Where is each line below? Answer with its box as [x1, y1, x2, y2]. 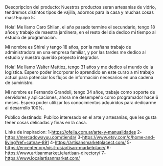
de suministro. [5, 80, 34, 85]
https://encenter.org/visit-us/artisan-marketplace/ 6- [5, 145, 112, 150]
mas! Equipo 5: [5, 15, 35, 20]
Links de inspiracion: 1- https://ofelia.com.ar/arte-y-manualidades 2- [5, 129, 142, 135]
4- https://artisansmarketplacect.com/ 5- [49, 139, 132, 145]
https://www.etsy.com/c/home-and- [82, 135, 155, 140]
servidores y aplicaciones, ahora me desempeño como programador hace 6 [5, 94, 159, 100]
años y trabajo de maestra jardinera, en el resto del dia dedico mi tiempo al [5, 29, 156, 35]
